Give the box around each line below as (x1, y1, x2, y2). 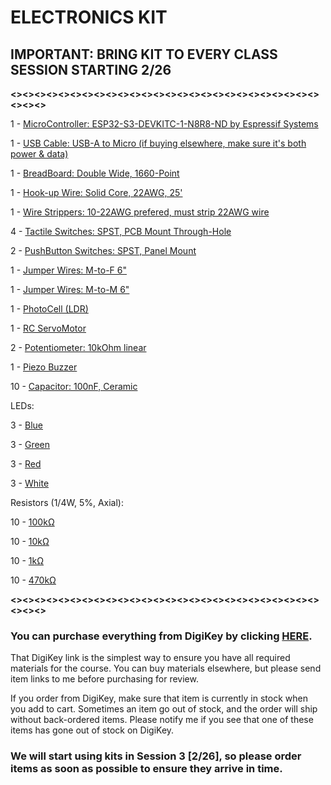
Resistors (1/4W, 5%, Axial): (10, 497, 124, 508)
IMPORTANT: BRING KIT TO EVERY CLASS (10, 46, 278, 63)
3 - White (10, 477, 50, 489)
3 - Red (10, 458, 42, 470)
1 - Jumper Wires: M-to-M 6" (10, 284, 130, 295)
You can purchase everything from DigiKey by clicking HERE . (10, 629, 313, 643)
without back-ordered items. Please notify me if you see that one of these (10, 714, 314, 726)
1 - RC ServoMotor (10, 322, 87, 334)
